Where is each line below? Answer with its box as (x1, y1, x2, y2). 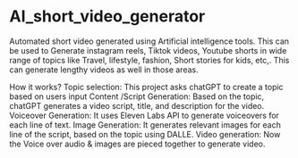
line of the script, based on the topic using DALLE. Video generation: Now (9, 129, 281, 139)
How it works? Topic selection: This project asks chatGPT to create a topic (9, 81, 284, 92)
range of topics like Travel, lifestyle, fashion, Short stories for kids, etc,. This (9, 54, 290, 65)
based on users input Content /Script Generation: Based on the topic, (9, 91, 265, 102)
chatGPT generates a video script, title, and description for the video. (9, 100, 265, 111)
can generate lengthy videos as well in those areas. (9, 64, 199, 75)
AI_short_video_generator (9, 6, 206, 27)
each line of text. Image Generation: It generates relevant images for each (9, 119, 282, 130)
